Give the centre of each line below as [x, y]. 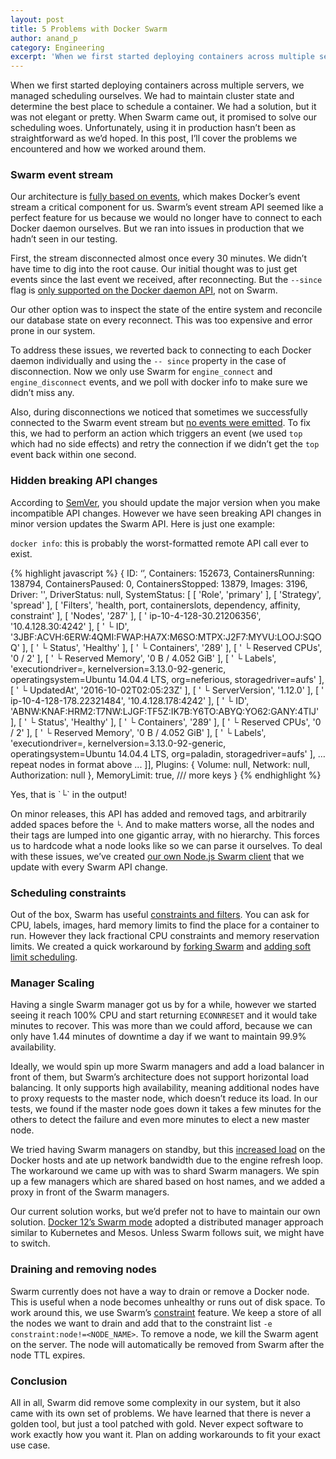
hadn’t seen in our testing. [64, 239]
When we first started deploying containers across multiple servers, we [157, 85]
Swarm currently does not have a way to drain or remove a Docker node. [160, 1291]
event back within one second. [73, 455]
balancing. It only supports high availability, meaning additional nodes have [165, 1088]
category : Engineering [57, 47]
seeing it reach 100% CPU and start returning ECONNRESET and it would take [164, 1015]
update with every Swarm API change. [89, 867]
